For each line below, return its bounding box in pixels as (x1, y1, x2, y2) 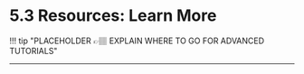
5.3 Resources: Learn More (9, 5, 217, 26)
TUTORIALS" (9, 45, 58, 56)
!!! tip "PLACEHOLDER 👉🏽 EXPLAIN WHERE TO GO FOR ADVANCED (9, 35, 265, 46)
